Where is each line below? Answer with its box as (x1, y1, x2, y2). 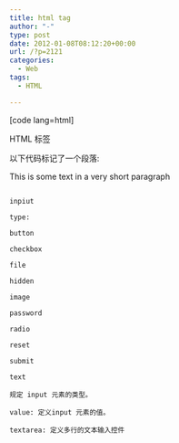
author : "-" (9, 22, 55, 31)
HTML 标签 (9, 133, 51, 144)
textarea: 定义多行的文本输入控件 (9, 426, 125, 435)
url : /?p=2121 (9, 47, 64, 57)
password (9, 308, 43, 318)
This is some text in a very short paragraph (9, 171, 171, 182)
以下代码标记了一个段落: (9, 153, 100, 163)
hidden (9, 276, 35, 286)
